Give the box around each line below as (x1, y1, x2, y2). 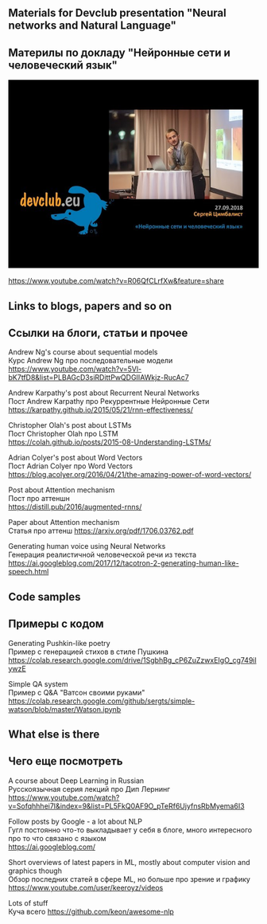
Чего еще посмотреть (8, 754, 123, 768)
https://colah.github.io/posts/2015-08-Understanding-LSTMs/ (8, 437, 212, 447)
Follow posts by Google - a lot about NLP (8, 816, 143, 826)
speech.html (8, 567, 49, 577)
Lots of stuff (8, 898, 48, 907)
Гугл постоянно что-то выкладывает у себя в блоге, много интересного (8, 824, 253, 835)
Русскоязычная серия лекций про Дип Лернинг (8, 784, 171, 793)
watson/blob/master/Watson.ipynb (8, 704, 122, 714)
